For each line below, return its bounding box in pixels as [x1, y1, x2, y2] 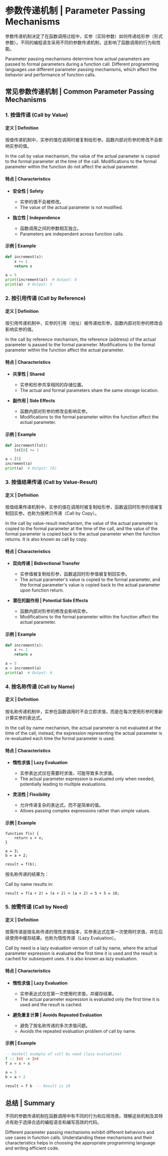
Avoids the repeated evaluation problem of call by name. [19, 1028, 136, 1034]
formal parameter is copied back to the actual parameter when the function [5, 531, 160, 537]
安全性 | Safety [12, 188, 44, 194]
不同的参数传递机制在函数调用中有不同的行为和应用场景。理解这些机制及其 [5, 1112, 158, 1119]
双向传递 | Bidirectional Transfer [12, 560, 80, 566]
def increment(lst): [5, 443, 48, 448]
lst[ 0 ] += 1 [14, 447, 39, 452]
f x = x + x [5, 1061, 30, 1066]
